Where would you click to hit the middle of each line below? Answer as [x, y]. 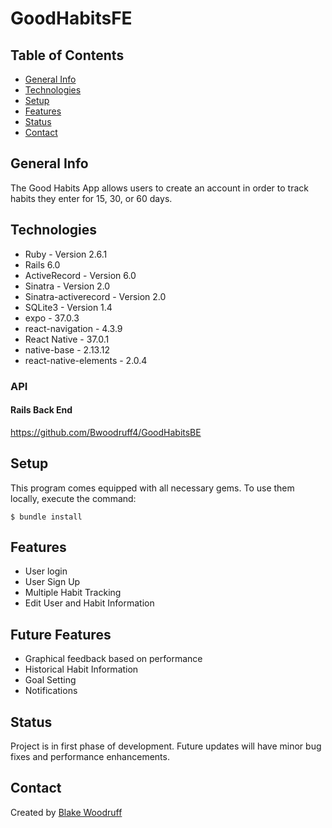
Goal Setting [50, 680]
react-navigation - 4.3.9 [73, 328]
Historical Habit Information [81, 669]
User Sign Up [52, 582]
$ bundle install [46, 517]
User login [46, 571]
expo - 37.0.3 [52, 318]
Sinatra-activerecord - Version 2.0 [95, 296]
